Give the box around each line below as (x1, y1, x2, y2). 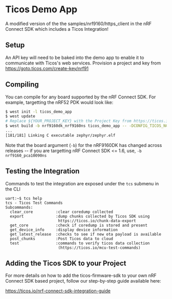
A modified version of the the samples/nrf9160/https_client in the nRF (5, 20, 152, 27)
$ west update (5, 114, 36, 119)
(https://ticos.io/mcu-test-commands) (58, 245, 141, 250)
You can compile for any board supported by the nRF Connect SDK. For (5, 94, 156, 100)
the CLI (5, 186, 20, 192)
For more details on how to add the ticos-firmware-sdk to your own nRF (5, 272, 157, 279)
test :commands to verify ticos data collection (10, 241, 150, 246)
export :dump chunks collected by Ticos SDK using (10, 213, 150, 219)
